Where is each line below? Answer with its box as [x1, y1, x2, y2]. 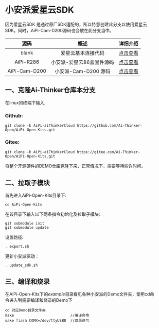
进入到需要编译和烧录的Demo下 [9, 297, 72, 303]
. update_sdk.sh [5, 263, 38, 268]
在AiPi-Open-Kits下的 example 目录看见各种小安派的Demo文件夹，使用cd [5, 291, 150, 297]
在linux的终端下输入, [5, 100, 46, 105]
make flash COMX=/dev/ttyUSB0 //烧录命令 [5, 318, 89, 323]
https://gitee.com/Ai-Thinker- [77, 150, 140, 155]
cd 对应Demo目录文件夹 [5, 308, 46, 312]
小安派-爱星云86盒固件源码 [51, 59, 114, 66]
